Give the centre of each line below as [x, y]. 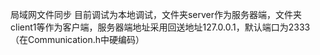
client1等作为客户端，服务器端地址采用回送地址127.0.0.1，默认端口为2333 [160, 27]
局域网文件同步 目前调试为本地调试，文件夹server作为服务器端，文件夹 [156, 14]
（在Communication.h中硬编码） [77, 39]
